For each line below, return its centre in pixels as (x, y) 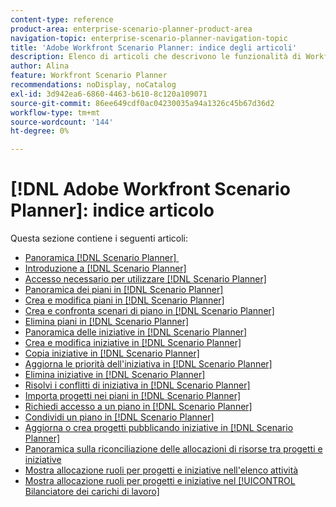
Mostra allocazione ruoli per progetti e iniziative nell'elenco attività (161, 470)
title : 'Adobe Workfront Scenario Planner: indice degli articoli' (154, 47)
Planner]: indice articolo (112, 210)
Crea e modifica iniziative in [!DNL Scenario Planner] (133, 343)
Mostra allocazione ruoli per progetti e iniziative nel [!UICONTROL (160, 481)
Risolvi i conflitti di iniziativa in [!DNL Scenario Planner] (137, 385)
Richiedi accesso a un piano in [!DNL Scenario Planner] (138, 407)
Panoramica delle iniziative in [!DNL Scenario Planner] (136, 332)
